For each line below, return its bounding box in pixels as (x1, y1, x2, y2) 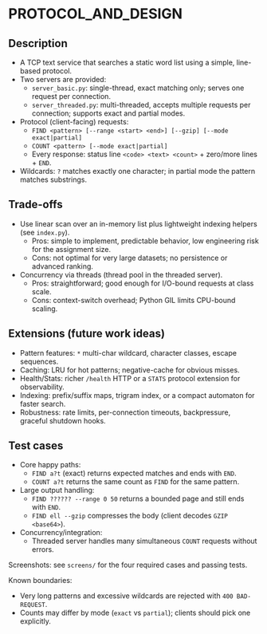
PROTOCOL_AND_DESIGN (8, 5, 183, 23)
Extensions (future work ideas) (8, 327, 166, 341)
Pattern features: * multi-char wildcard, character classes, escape (19, 348, 238, 357)
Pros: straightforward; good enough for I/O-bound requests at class (31, 278, 254, 288)
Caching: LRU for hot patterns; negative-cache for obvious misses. (19, 364, 241, 375)
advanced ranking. (31, 261, 94, 271)
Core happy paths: (19, 460, 81, 470)
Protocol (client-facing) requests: (19, 117, 129, 126)
